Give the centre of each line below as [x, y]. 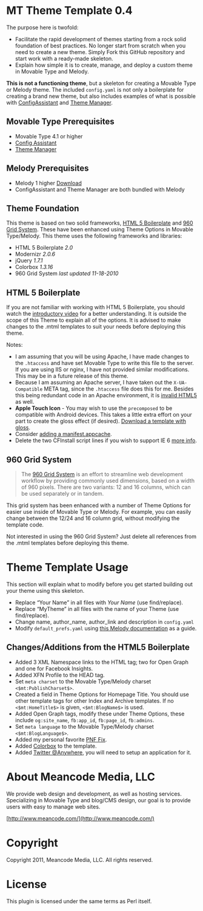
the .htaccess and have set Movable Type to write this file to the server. [104, 363]
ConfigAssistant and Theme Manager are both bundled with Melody [100, 189]
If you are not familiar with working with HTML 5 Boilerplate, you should [95, 307]
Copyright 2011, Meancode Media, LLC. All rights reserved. [80, 859]
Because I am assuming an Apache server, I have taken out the [94, 383]
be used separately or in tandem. [62, 493]
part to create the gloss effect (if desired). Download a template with [101, 421]
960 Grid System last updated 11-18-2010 [67, 273]
